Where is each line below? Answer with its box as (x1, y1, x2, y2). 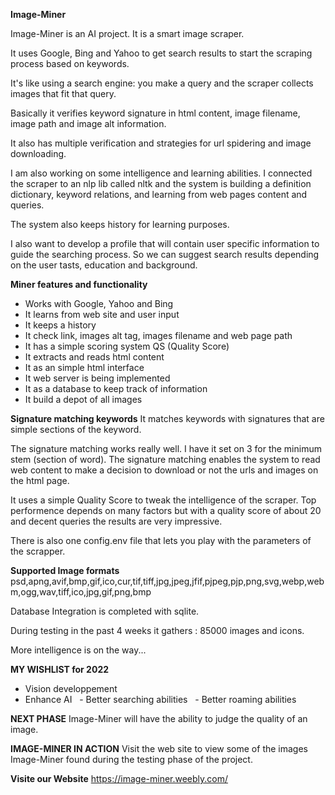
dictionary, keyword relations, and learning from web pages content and (10, 189, 308, 200)
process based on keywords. (10, 58, 130, 69)
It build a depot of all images (24, 394, 143, 405)
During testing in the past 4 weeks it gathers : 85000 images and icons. (10, 625, 305, 636)
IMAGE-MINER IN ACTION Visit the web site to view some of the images (10, 743, 308, 754)
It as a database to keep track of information (24, 383, 208, 394)
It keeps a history (24, 319, 97, 331)
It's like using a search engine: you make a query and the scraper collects (10, 77, 314, 89)
